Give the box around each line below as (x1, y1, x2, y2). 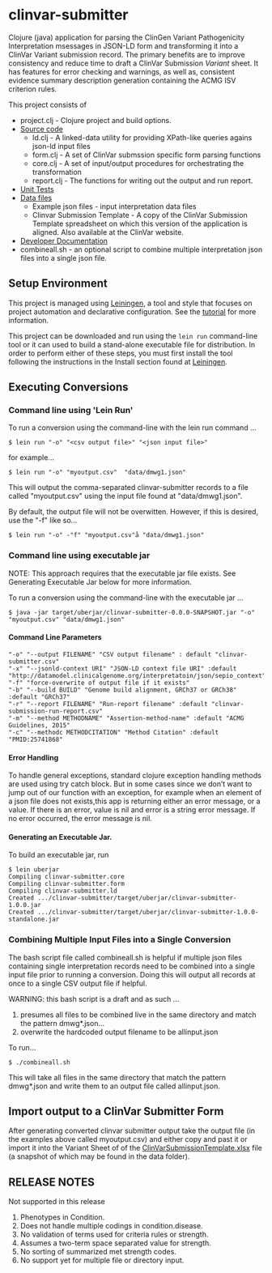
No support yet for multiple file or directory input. (19, 1255, 185, 1265)
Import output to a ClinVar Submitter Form (8, 1105, 224, 1118)
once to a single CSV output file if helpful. (8, 978, 147, 988)
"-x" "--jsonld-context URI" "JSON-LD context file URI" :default (8, 664, 237, 673)
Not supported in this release (8, 1197, 105, 1207)
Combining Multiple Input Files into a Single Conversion (8, 934, 232, 945)
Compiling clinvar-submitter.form (8, 880, 125, 888)
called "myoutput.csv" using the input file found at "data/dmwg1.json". (8, 492, 243, 501)
